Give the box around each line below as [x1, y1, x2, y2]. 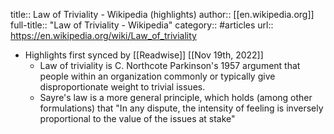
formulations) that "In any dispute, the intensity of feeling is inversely [39, 102, 324, 114]
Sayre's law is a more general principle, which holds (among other [39, 92, 313, 103]
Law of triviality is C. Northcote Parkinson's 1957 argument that [39, 60, 301, 71]
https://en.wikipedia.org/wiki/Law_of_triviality [10, 30, 197, 41]
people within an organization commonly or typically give [39, 70, 276, 82]
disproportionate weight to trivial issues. [39, 81, 206, 93]
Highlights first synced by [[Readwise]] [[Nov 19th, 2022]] [24, 49, 264, 61]
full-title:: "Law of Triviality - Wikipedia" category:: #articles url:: [10, 19, 274, 31]
